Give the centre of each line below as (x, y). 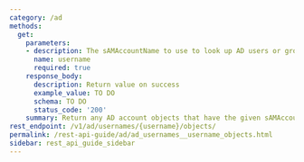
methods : (26, 26)
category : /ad (36, 18)
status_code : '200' (70, 110)
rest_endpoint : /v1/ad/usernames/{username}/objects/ (113, 127)
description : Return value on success (106, 85)
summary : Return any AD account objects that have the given (143, 118)
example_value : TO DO (74, 93)
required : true (62, 68)
